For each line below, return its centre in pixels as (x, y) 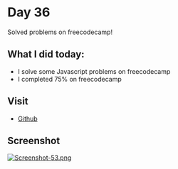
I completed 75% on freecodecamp (70, 79)
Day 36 (29, 12)
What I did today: (46, 54)
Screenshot (34, 140)
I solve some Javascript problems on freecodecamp (94, 71)
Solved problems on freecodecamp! (60, 32)
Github (27, 119)
